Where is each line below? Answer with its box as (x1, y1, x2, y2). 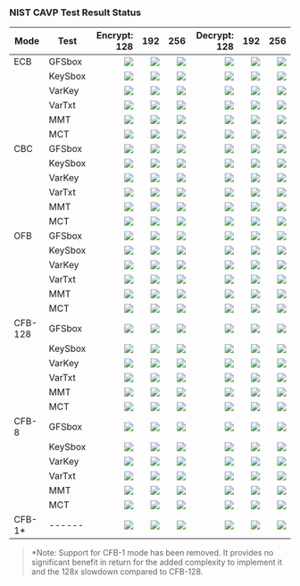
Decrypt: (196, 29, 234, 42)
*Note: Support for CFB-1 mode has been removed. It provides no (30, 548, 274, 558)
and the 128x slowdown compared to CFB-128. (30, 566, 204, 577)
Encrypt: (96, 29, 134, 42)
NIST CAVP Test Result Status (9, 6, 141, 19)
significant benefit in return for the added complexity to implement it (30, 557, 283, 568)
